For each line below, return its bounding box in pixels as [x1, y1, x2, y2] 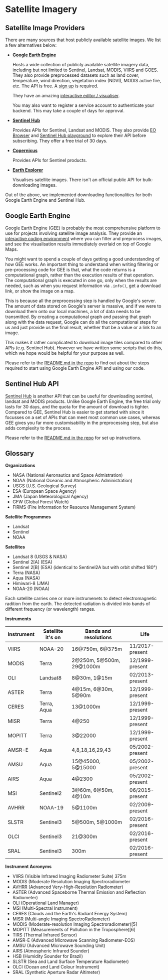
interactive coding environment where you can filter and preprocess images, [5, 235, 163, 241]
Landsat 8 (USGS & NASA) [12, 553, 67, 560]
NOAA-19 [39, 804, 64, 811]
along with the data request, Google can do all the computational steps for [5, 319, 158, 325]
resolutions [84, 634, 112, 641]
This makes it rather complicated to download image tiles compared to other [5, 339, 162, 345]
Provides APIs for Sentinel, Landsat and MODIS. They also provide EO [12, 127, 156, 133]
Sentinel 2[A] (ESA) [12, 559, 52, 565]
